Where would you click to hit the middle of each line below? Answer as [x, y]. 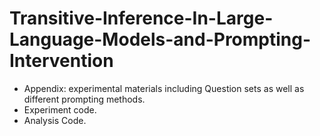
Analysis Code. [55, 120]
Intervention [61, 61]
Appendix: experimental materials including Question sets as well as [164, 88]
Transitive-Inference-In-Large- [141, 18]
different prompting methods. [84, 99]
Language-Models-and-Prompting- [160, 39]
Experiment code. [60, 109]
